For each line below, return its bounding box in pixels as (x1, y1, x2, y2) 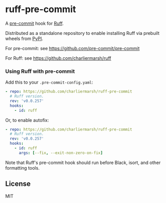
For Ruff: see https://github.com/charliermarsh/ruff (5, 55, 111, 61)
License (5, 180, 31, 188)
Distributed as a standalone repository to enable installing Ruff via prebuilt (5, 30, 160, 36)
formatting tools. (5, 165, 40, 171)
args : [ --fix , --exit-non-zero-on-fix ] (18, 150, 103, 155)
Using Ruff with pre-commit (5, 67, 75, 74)
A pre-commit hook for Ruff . (5, 20, 64, 26)
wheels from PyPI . (5, 35, 44, 42)
